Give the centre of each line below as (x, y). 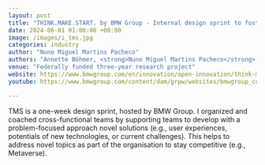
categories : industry (44, 45)
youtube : (22, 81)
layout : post (30, 15)
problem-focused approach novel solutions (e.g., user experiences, (118, 128)
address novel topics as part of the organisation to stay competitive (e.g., (127, 144)
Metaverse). (28, 153)
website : (22, 74)
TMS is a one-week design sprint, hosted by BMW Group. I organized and (128, 111)
